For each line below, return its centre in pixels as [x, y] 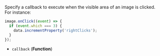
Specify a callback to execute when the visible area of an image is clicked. [80, 7]
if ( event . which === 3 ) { [36, 26]
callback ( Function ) [32, 49]
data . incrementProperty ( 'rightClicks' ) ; [55, 30]
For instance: [18, 12]
